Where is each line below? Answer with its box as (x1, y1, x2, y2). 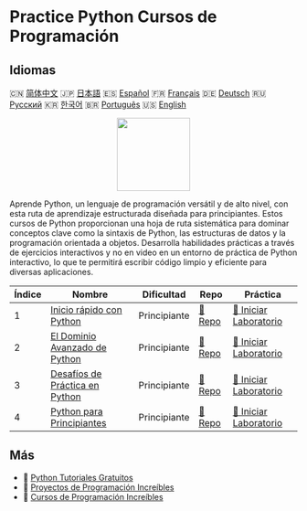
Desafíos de (49, 367, 102, 380)
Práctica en (49, 379, 100, 391)
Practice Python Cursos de (9, 6, 217, 27)
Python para (49, 405, 103, 418)
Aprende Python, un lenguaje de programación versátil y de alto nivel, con (9, 198, 289, 209)
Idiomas (9, 62, 57, 78)
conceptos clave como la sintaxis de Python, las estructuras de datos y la (9, 228, 286, 239)
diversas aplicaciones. (9, 267, 94, 277)
